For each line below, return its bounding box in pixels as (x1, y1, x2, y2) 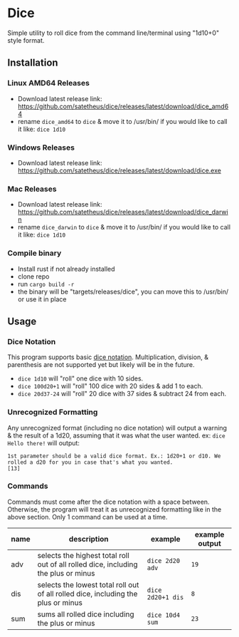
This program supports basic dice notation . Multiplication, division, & (7, 353, 208, 361)
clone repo (17, 272, 50, 281)
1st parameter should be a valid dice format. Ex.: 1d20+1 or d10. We (7, 452, 221, 460)
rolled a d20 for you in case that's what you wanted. (7, 458, 174, 466)
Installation (7, 57, 58, 69)
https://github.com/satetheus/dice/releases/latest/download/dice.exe (17, 166, 222, 175)
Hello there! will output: (7, 438, 80, 447)
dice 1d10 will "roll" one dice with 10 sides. (17, 374, 144, 383)
